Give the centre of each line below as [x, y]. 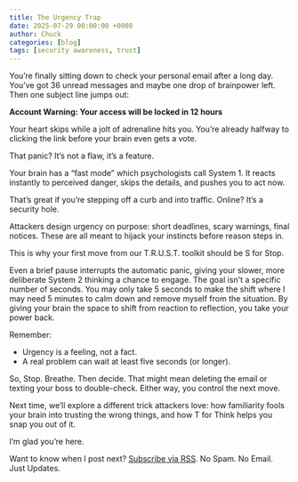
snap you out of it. [42, 424]
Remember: [30, 335]
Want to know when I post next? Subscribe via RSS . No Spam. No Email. [141, 459]
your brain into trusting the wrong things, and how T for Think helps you [141, 415]
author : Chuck [36, 34]
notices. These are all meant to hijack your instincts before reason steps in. [147, 236]
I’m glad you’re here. [47, 442]
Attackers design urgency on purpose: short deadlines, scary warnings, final [149, 227]
